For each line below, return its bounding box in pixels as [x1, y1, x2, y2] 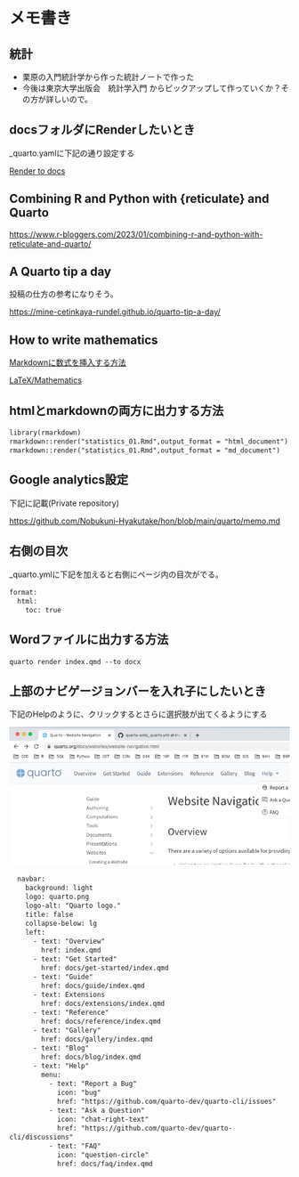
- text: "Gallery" [32, 1026, 101, 1035]
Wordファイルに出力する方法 [9, 632, 169, 647]
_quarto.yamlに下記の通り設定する [9, 148, 135, 158]
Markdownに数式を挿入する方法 [9, 357, 126, 368]
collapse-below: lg [25, 919, 98, 929]
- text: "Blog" [32, 1043, 90, 1053]
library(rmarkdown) [9, 428, 82, 437]
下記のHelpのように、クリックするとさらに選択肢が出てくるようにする [9, 709, 268, 719]
